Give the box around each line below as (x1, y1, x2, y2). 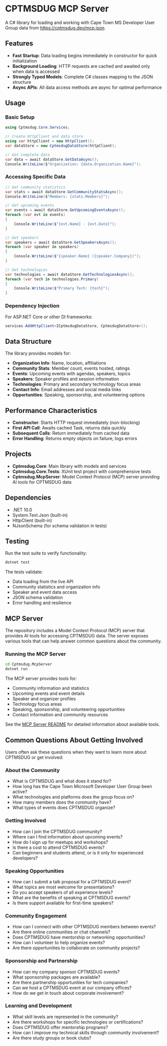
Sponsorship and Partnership (5, 957, 78, 964)
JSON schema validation (12, 595, 63, 601)
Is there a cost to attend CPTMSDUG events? (12, 844, 105, 850)
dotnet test (5, 560, 30, 565)
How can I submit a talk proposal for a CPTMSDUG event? (12, 878, 132, 884)
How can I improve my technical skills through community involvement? (12, 1030, 160, 1036)
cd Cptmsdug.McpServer (5, 662, 52, 667)
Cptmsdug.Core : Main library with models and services (12, 463, 127, 469)
